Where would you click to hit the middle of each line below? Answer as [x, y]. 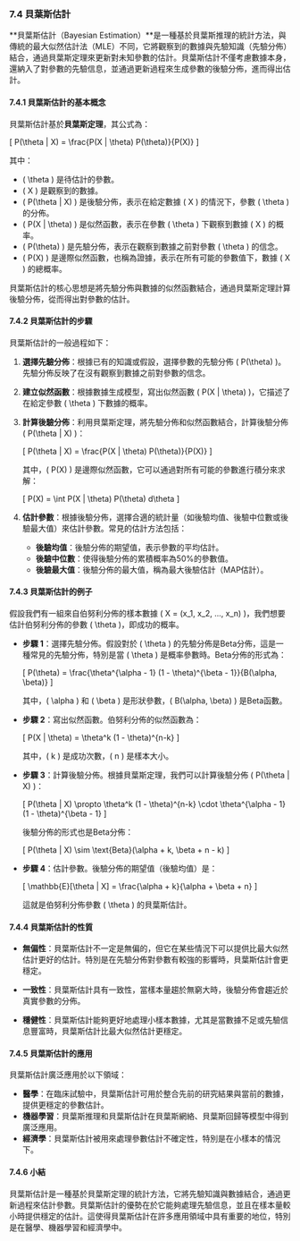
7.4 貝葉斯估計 [40, 13]
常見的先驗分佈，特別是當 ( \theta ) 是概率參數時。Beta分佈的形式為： [158, 654]
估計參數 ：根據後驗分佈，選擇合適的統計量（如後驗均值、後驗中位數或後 [155, 517]
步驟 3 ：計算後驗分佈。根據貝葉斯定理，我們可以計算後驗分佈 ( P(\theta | [156, 775]
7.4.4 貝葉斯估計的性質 [51, 927]
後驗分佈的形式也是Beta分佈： [78, 832]
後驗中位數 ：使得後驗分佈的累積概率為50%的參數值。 [134, 558]
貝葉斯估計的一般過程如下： [60, 343]
